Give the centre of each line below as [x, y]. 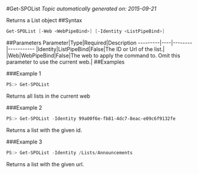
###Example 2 [24, 107]
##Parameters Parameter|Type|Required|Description [71, 43]
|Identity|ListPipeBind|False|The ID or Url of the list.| [100, 49]
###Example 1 [24, 73]
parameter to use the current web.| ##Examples [65, 62]
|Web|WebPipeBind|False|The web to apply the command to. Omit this [93, 55]
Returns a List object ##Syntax [44, 20]
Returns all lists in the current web [48, 96]
